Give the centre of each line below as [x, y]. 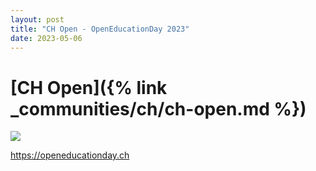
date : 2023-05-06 [46, 38]
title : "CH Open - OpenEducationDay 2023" [100, 29]
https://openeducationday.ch [70, 155]
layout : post [37, 19]
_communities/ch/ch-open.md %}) [158, 108]
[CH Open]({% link [89, 87]
